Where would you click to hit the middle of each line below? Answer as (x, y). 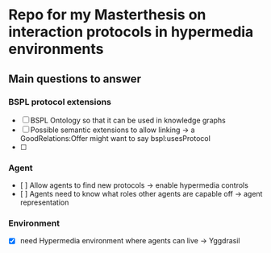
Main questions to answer (75, 79)
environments (56, 49)
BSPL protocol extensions (60, 102)
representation (44, 202)
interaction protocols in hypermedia (131, 32)
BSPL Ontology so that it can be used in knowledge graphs (128, 120)
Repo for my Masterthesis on (107, 15)
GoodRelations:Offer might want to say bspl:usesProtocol (115, 138)
